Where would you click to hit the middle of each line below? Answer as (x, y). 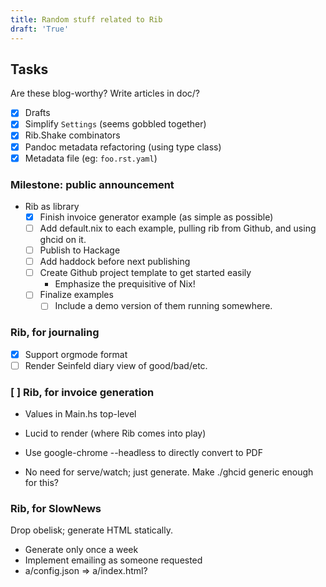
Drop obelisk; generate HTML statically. (91, 530)
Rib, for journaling (55, 333)
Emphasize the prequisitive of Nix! (125, 284)
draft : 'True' (40, 29)
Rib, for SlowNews (56, 508)
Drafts (37, 113)
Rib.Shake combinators (72, 135)
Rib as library (52, 206)
